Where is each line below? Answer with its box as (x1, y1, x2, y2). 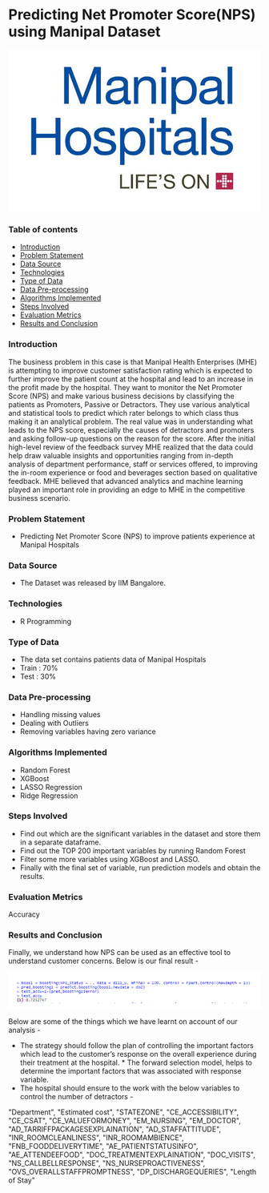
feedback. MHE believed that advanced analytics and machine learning (8, 476, 243, 486)
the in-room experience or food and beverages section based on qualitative (8, 467, 258, 478)
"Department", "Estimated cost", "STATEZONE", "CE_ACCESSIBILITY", (8, 1107, 239, 1117)
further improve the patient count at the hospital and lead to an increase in (8, 374, 254, 384)
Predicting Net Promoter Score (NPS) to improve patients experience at (19, 531, 255, 542)
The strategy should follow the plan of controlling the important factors (19, 1041, 254, 1050)
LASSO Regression (19, 782, 82, 792)
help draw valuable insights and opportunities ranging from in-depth (8, 450, 234, 460)
